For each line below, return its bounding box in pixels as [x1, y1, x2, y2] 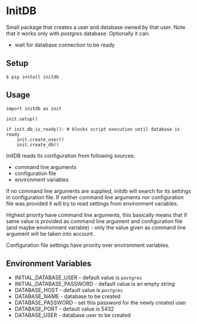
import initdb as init [6, 105, 62, 111]
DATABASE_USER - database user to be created [14, 312, 131, 319]
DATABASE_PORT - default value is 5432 [14, 305, 115, 313]
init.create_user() [16, 137, 65, 143]
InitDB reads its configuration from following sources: [6, 152, 135, 159]
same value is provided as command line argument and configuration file [6, 217, 183, 224]
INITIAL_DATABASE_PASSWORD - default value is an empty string [14, 280, 175, 287]
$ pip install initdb [6, 74, 59, 80]
